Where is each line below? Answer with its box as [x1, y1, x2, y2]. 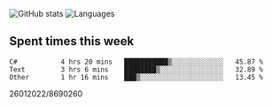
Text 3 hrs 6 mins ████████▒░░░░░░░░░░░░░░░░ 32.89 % [9, 65, 264, 74]
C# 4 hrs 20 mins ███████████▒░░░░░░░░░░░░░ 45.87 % [9, 57, 264, 66]
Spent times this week [9, 34, 135, 49]
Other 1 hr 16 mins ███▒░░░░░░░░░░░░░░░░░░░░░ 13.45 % [9, 73, 264, 81]
